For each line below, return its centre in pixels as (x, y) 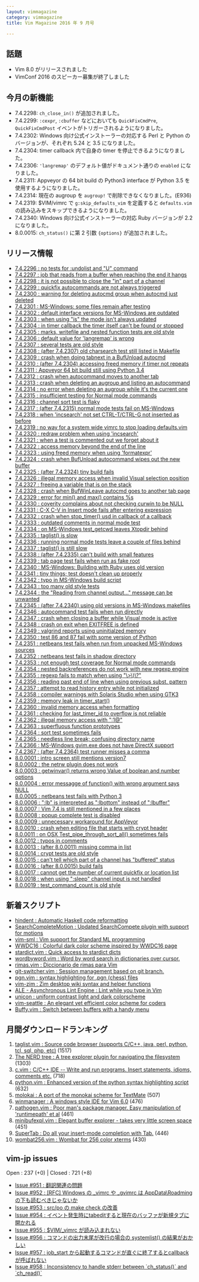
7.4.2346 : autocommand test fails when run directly (79, 612)
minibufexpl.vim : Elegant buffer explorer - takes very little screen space (103, 1120)
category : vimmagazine (34, 17)
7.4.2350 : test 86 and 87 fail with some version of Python (85, 637)
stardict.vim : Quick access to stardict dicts (68, 952)
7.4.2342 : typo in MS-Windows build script (68, 580)
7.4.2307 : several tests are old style (59, 344)
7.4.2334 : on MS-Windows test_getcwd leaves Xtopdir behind (91, 529)
